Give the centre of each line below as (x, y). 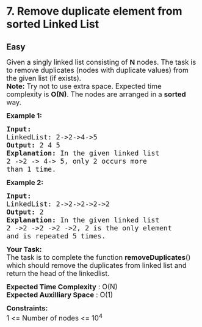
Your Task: (24, 249)
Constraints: (27, 308)
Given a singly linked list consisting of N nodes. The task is (101, 62)
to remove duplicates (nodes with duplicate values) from (98, 70)
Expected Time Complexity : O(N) (62, 287)
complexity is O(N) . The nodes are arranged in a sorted (96, 94)
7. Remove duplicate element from (94, 11)
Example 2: (25, 183)
